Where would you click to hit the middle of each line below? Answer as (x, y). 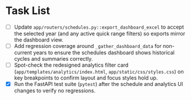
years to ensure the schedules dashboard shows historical (104, 53)
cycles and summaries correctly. (53, 59)
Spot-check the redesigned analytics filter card (71, 65)
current (23, 53)
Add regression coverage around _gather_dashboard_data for (88, 46)
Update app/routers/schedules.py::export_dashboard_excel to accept (99, 27)
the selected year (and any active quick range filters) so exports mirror (100, 34)
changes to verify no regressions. (55, 91)
